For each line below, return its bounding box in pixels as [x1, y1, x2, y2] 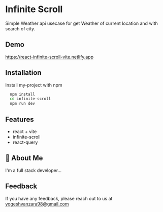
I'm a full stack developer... [5, 167, 62, 173]
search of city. [5, 25, 36, 31]
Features [5, 115, 34, 123]
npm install [10, 92, 36, 97]
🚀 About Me [5, 154, 43, 162]
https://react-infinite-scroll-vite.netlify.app [5, 54, 94, 60]
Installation [5, 68, 42, 77]
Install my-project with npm [5, 82, 62, 88]
